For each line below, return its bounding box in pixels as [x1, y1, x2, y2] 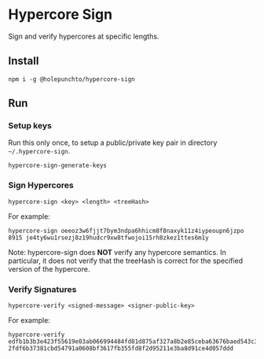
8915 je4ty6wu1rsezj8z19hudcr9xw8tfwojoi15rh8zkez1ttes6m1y [8, 234, 210, 242]
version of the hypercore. [8, 264, 90, 273]
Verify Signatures [8, 283, 77, 294]
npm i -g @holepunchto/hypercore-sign [8, 75, 135, 83]
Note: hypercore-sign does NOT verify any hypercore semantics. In [8, 247, 226, 257]
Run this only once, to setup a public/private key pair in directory [8, 138, 218, 147]
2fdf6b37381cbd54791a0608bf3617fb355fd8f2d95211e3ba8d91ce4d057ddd [8, 345, 234, 353]
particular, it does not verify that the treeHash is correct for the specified [8, 256, 244, 265]
